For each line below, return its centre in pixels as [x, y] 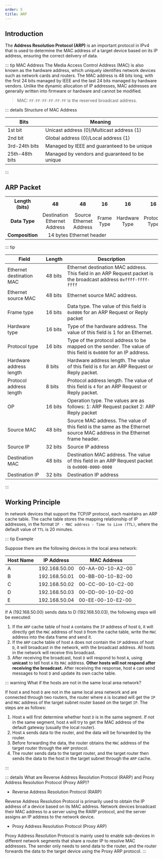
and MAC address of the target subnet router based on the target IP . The [76, 702]
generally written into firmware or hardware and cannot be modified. [73, 91]
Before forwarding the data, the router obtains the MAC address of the [81, 743]
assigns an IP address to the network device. [50, 817]
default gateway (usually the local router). [54, 727]
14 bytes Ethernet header [77, 235]
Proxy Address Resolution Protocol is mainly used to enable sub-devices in [80, 836]
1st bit [15, 130]
